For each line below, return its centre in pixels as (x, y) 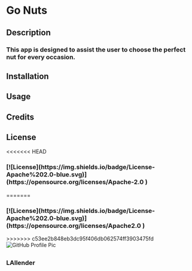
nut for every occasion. (41, 57)
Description (28, 33)
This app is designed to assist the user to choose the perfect (96, 50)
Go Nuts (27, 10)
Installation (28, 76)
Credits (20, 117)
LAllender (21, 263)
